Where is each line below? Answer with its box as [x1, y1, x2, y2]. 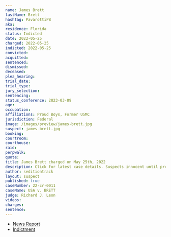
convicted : [5, 50, 28, 55]
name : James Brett [5, 7, 44, 13]
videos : [5, 197, 22, 202]
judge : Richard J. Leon [5, 193, 56, 198]
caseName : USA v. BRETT [5, 188, 56, 193]
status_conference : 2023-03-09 [5, 98, 72, 103]
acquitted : [5, 55, 28, 60]
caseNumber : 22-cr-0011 [5, 183, 56, 188]
